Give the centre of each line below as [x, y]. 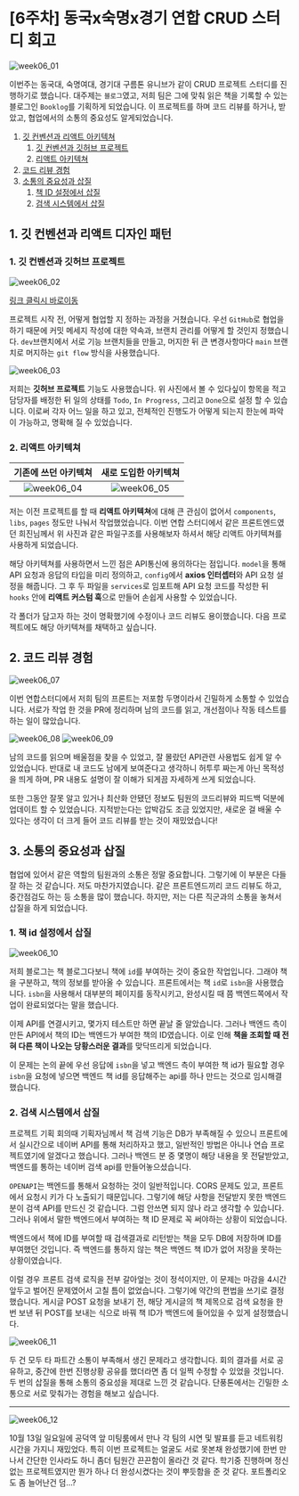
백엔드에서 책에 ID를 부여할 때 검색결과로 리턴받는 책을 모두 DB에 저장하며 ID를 [145, 1238]
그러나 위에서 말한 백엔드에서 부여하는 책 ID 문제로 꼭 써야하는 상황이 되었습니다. [148, 1219]
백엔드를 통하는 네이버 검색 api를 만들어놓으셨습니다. [100, 1167]
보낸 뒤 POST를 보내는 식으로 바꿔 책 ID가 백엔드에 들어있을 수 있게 [134, 1313]
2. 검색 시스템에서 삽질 [55, 1112]
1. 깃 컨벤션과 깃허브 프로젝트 [68, 262]
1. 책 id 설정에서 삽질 [50, 933]
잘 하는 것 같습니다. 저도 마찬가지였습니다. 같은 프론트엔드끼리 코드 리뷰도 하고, [145, 885]
